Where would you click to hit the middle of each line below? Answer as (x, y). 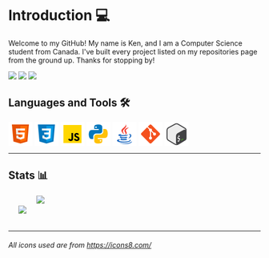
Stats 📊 (28, 176)
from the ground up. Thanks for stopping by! (82, 60)
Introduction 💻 (59, 16)
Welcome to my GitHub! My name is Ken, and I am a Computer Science (125, 43)
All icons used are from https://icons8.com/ (80, 245)
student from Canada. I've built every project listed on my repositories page (133, 51)
